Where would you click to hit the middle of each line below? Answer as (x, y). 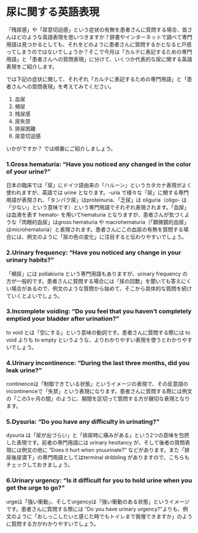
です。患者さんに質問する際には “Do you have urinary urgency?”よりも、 (95, 509)
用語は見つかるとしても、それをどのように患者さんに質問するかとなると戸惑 (99, 44)
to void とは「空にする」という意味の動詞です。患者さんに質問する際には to (98, 332)
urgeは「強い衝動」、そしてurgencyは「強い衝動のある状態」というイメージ (98, 501)
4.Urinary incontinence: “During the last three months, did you (98, 363)
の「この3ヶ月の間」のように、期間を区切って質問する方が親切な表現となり (98, 399)
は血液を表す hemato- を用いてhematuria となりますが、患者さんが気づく (95, 215)
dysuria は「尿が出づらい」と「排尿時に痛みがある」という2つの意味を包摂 (98, 435)
